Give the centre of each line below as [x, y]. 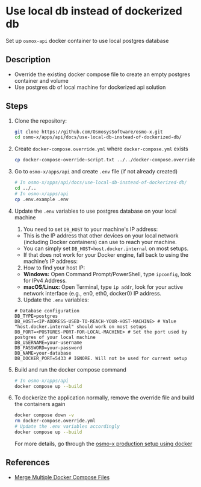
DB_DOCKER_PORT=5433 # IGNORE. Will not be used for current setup [100, 358]
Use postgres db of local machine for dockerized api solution [90, 87]
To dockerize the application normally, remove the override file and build [104, 398]
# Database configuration [47, 311]
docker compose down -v [44, 415]
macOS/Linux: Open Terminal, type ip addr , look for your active [103, 287]
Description [28, 60]
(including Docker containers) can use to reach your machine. [100, 242]
